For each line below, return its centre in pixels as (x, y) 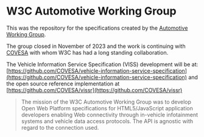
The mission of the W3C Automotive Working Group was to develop (106, 102)
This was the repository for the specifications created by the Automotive (97, 28)
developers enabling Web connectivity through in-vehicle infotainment (109, 115)
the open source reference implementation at (63, 84)
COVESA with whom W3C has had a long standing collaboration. (87, 52)
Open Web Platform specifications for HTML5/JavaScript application (107, 108)
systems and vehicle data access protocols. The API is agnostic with (107, 121)
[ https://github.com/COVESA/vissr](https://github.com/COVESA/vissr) (94, 90)
